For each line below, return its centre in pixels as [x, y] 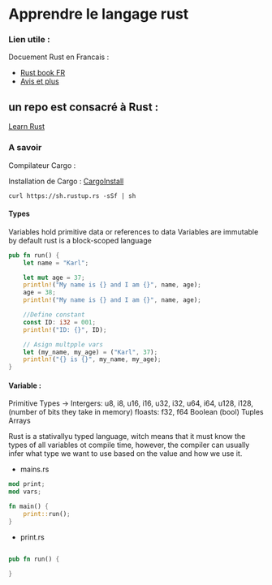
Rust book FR [43, 73]
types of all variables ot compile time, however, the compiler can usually [129, 445]
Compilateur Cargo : [42, 165]
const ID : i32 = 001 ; [59, 322]
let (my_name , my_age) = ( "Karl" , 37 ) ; [91, 352]
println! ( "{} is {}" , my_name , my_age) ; [92, 359]
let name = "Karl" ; [56, 263]
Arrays [19, 421]
